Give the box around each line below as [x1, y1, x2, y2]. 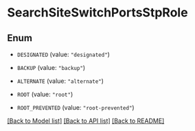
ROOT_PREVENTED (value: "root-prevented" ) [16, 104, 135, 111]
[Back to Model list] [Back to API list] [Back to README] [7, 117, 165, 125]
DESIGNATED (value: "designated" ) [16, 50, 110, 58]
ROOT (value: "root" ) [16, 91, 73, 98]
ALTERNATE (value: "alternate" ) [16, 77, 104, 85]
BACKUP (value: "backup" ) [16, 64, 86, 71]
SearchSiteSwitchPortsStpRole [7, 5, 188, 21]
